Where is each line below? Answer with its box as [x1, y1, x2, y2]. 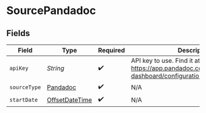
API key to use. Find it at [131, 56, 200, 65]
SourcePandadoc [6, 4, 96, 18]
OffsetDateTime [47, 95, 93, 104]
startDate [9, 96, 38, 103]
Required [97, 46, 126, 54]
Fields [6, 28, 31, 38]
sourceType [9, 84, 41, 90]
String [47, 64, 64, 72]
